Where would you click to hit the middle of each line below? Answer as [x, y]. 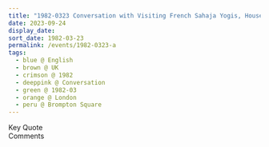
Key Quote [26, 128]
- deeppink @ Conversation [60, 82]
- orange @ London [46, 97]
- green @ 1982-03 [46, 90]
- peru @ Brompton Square [59, 105]
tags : [17, 53]
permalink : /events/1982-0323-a [62, 46]
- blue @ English [44, 61]
